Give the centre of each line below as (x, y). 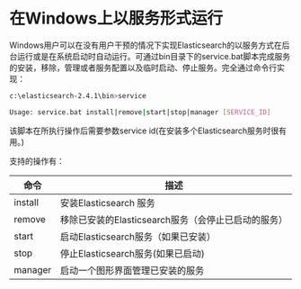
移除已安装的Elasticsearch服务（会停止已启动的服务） (174, 220)
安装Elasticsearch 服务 (107, 203)
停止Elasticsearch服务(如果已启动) (132, 253)
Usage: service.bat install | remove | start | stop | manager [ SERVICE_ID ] (140, 112)
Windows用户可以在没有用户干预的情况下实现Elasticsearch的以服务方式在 (146, 45)
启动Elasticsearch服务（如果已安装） (138, 237)
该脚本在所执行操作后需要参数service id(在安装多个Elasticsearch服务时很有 (148, 131)
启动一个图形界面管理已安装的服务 (132, 270)
